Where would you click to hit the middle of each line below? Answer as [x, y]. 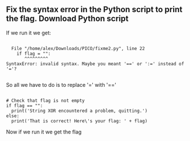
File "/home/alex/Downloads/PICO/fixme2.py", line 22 [78, 48]
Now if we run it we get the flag [44, 132]
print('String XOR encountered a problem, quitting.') [80, 111]
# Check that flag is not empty [45, 101]
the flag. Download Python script [67, 19]
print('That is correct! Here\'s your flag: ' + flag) [80, 121]
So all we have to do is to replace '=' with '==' [61, 84]
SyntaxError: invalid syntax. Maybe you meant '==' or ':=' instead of [95, 64]
